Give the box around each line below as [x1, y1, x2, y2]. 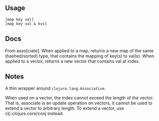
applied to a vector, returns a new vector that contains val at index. [5, 58, 140, 64]
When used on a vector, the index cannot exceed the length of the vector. [5, 95, 154, 101]
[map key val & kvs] [5, 21, 48, 26]
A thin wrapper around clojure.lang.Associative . [5, 86, 106, 91]
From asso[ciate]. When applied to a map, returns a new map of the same [5, 48, 154, 54]
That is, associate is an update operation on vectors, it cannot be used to [5, 100, 153, 106]
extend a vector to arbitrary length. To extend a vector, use [5, 105, 124, 111]
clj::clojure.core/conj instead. [5, 111, 64, 117]
